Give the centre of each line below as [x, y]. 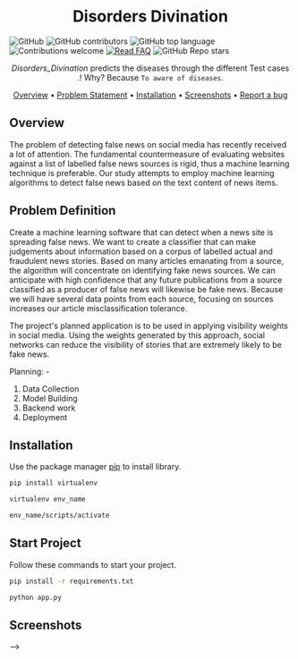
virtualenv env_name [48, 499]
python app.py [36, 597]
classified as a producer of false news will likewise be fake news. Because [146, 289]
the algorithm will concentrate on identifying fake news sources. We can [142, 270]
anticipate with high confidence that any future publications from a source [146, 280]
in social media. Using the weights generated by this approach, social [137, 335]
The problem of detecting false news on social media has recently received [148, 144]
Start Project [46, 543]
